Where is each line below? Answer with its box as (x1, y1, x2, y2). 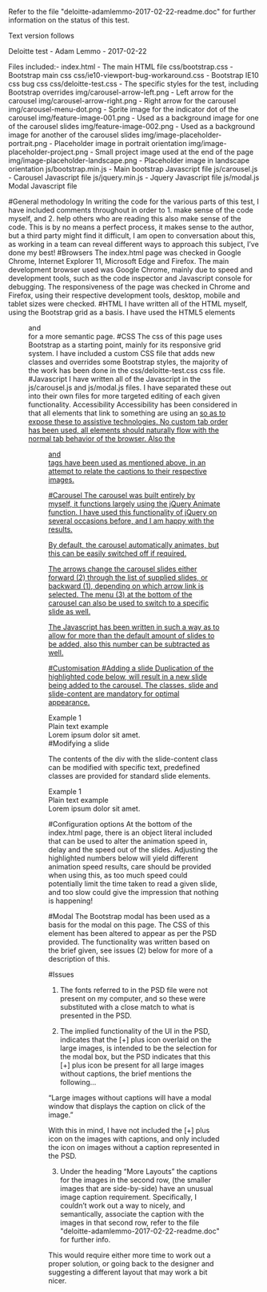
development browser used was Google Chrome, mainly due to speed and (8, 265, 253, 274)
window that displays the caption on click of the (48, 1102, 206, 1111)
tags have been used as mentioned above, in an (48, 458, 206, 468)
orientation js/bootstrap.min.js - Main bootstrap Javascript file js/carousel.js (8, 164, 258, 173)
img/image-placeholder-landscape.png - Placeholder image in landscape (8, 156, 250, 165)
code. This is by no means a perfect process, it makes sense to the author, (8, 222, 254, 232)
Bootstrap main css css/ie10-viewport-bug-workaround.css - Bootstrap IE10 (8, 71, 260, 79)
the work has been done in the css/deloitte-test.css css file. (28, 366, 225, 375)
